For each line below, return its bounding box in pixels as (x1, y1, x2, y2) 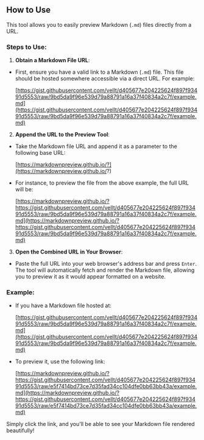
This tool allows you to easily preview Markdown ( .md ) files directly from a (6, 21, 192, 28)
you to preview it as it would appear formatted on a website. (15, 273, 166, 280)
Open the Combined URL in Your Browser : (15, 248, 123, 255)
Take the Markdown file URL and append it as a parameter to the (15, 143, 178, 150)
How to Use (6, 5, 51, 15)
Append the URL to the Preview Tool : (15, 131, 110, 138)
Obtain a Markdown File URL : (15, 57, 90, 64)
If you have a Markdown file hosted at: (15, 302, 111, 310)
